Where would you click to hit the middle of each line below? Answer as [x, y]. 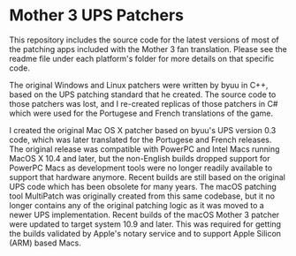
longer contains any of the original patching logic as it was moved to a [137, 205]
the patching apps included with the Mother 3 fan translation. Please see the [148, 49]
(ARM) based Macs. [46, 243]
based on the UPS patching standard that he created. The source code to [143, 94]
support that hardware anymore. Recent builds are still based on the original [147, 177]
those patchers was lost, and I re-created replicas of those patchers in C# [144, 103]
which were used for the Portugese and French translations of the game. [141, 113]
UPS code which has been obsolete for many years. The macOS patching [143, 186]
